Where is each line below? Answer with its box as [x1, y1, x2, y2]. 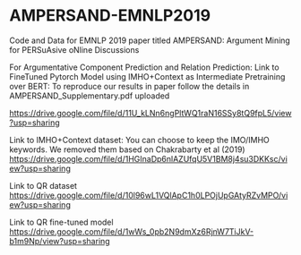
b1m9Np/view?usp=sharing [9, 235, 110, 246]
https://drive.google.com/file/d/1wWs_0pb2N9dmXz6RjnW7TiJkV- [9, 225, 254, 237]
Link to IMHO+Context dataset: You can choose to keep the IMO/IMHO [9, 134, 271, 145]
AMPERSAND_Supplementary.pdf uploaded [9, 90, 170, 101]
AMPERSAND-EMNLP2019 [9, 5, 211, 26]
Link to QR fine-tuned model [9, 217, 114, 227]
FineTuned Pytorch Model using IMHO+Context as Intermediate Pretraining [9, 71, 286, 81]
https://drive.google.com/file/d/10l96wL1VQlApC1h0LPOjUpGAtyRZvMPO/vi [9, 190, 288, 200]
